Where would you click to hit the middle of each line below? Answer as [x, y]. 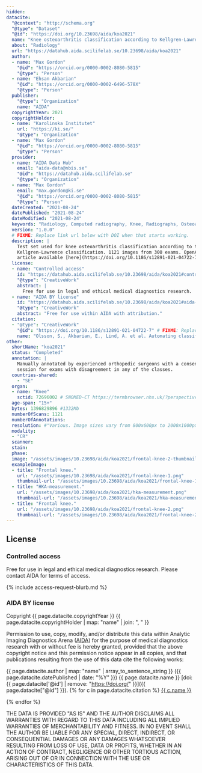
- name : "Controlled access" [48, 269]
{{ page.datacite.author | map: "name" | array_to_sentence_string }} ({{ [94, 671]
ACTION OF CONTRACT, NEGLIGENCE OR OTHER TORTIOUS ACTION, [94, 752]
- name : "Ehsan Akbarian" [44, 79]
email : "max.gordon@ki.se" [51, 191]
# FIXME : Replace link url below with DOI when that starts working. [100, 235]
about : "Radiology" [36, 46]
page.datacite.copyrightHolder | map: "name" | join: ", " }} [78, 622]
